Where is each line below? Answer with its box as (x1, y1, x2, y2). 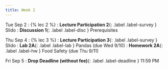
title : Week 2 (5, 7, 36, 13)
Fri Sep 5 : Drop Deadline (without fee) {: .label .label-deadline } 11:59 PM (5, 57, 159, 64)
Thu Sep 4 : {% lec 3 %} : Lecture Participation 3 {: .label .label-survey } (5, 37, 158, 43)
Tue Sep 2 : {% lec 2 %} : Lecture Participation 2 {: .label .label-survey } (5, 21, 157, 28)
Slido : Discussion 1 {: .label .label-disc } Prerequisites (5, 27, 118, 33)
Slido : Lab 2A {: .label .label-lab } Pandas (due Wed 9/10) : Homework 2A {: (5, 42, 163, 49)
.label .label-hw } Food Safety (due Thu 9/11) (5, 48, 99, 54)
